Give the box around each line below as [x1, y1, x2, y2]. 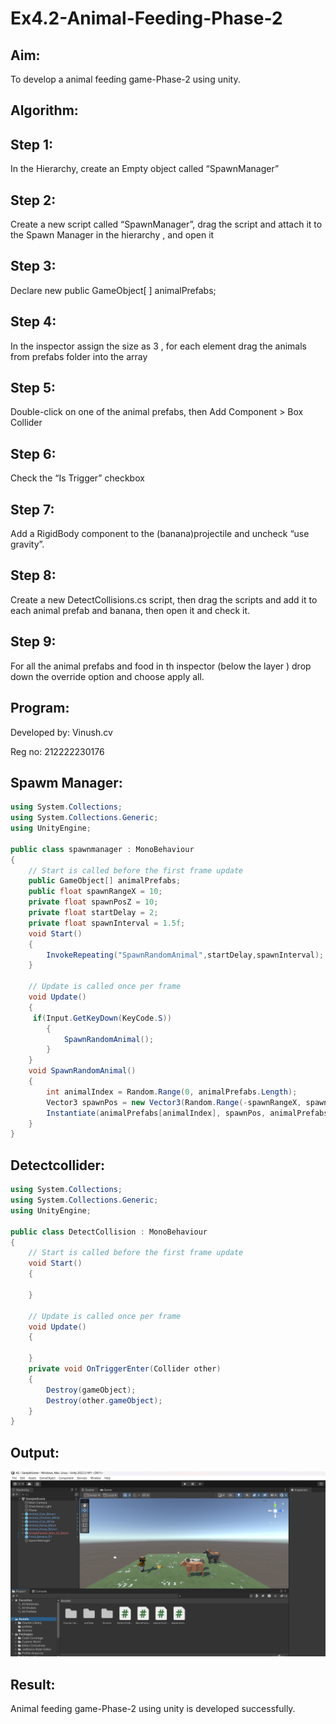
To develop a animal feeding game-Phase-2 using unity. [10, 73, 241, 85]
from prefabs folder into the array [10, 350, 148, 362]
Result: [10, 1676, 56, 1693]
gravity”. [10, 538, 45, 551]
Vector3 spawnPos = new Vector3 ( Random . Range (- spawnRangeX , [46, 1097, 302, 1107]
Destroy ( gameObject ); [46, 1385, 137, 1395]
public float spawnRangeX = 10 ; [28, 887, 163, 897]
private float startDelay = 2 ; [28, 908, 159, 918]
